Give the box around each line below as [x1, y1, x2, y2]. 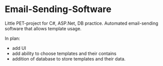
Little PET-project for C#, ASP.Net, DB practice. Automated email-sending [5, 20, 158, 26]
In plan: [5, 35, 21, 41]
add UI [12, 45, 26, 51]
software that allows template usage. [5, 25, 82, 31]
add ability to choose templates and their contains [12, 50, 117, 56]
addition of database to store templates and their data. [12, 55, 126, 61]
